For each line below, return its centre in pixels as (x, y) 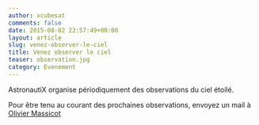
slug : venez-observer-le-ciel (58, 45)
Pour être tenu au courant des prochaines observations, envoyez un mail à (129, 104)
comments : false (35, 23)
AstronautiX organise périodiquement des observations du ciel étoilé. (121, 89)
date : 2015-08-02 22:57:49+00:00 (63, 30)
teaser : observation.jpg (49, 60)
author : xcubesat (37, 15)
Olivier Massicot (34, 113)
